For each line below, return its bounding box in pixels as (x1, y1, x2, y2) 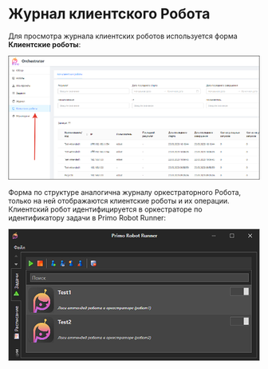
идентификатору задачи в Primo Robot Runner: (8, 213, 166, 223)
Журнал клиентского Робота (8, 5, 211, 23)
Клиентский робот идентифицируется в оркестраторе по (8, 204, 203, 214)
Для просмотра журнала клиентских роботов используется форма (8, 31, 238, 41)
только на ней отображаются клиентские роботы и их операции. (8, 196, 230, 206)
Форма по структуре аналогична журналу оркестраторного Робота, (8, 188, 242, 197)
